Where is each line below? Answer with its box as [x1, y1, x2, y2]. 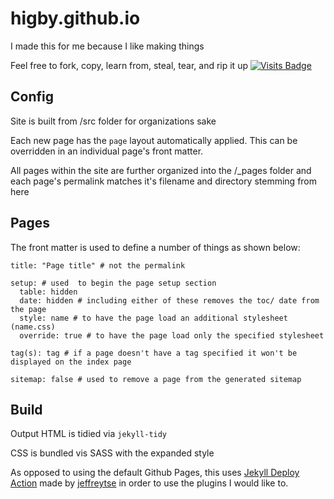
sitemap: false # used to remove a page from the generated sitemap [10, 374, 302, 384]
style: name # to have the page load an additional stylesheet [19, 313, 288, 323]
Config [10, 88, 54, 106]
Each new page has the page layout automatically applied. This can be [10, 134, 298, 146]
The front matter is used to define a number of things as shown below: [10, 241, 301, 253]
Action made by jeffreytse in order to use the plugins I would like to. [10, 477, 289, 489]
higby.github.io [10, 7, 141, 30]
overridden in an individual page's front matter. [10, 145, 204, 157]
